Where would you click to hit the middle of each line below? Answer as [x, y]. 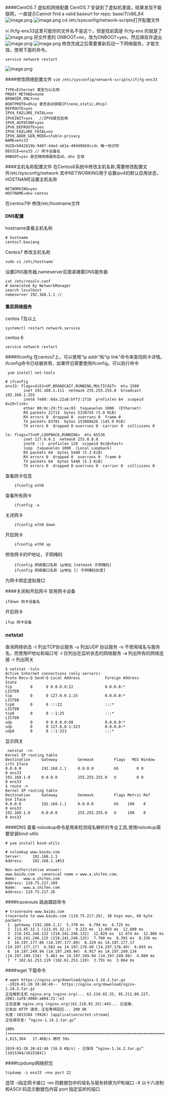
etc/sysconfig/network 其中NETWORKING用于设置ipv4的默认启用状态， [86, 173]
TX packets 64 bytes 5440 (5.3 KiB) [63, 462]
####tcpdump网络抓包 [29, 1063]
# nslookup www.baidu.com [32, 852]
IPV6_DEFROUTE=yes [25, 127]
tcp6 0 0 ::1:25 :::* [60, 713]
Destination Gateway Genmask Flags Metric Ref [78, 795]
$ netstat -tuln [22, 669]
